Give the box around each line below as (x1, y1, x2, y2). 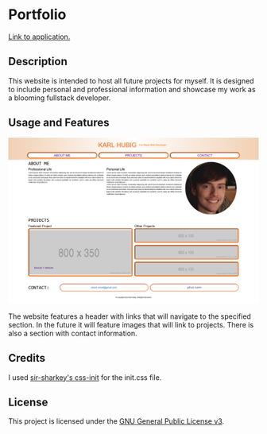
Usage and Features (8, 116, 110, 130)
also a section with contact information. (8, 328, 137, 338)
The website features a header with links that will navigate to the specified (8, 312, 252, 321)
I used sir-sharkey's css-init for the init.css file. (8, 372, 162, 382)
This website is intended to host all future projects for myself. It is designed (8, 76, 254, 85)
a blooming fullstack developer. (8, 93, 111, 103)
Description (8, 55, 68, 68)
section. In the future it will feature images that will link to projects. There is (8, 320, 254, 329)
